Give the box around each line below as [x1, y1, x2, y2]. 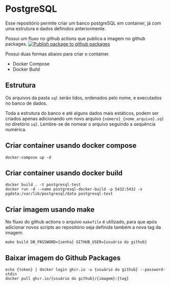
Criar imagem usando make [5, 205, 95, 214]
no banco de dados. [5, 100, 47, 106]
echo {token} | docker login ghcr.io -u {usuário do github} [5, 267, 138, 272]
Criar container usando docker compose [5, 141, 137, 150]
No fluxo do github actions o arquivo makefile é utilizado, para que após [5, 219, 157, 225]
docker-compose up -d [5, 155, 52, 160]
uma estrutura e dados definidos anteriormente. [5, 25, 106, 31]
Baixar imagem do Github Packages [5, 253, 121, 262]
